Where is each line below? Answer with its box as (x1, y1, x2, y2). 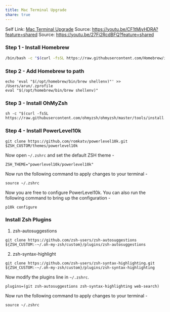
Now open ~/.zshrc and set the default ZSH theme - (5, 152, 115, 158)
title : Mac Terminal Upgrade (5, 7, 67, 13)
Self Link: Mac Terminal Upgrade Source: (5, 26, 91, 32)
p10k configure (5, 205, 37, 210)
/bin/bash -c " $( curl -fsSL (5, 55, 65, 61)
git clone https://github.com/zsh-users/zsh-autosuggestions (5, 238, 137, 243)
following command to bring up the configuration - (5, 194, 111, 201)
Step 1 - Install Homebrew (5, 44, 70, 51)
